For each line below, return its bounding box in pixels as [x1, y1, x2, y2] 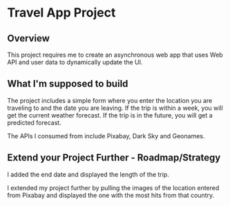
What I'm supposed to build [7, 78, 128, 90]
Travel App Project [7, 5, 116, 21]
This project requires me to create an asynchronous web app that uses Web [7, 50, 223, 59]
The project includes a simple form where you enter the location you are [7, 96, 213, 104]
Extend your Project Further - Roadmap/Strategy [7, 152, 221, 164]
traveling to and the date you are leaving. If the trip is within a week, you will [7, 104, 223, 112]
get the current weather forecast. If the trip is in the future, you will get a [7, 111, 213, 119]
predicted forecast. [7, 118, 62, 127]
